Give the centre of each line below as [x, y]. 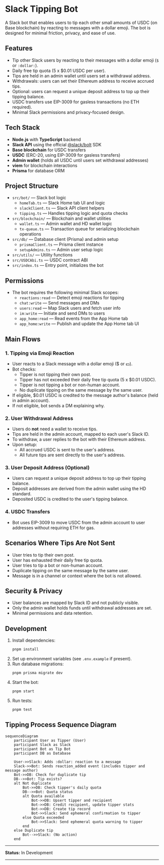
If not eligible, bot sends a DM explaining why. [58, 405]
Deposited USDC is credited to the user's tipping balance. [70, 499]
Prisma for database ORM [38, 170]
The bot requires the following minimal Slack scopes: [65, 293]
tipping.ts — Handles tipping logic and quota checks [73, 213]
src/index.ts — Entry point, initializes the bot [58, 265]
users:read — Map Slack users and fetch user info [70, 308]
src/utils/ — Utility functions [42, 255]
